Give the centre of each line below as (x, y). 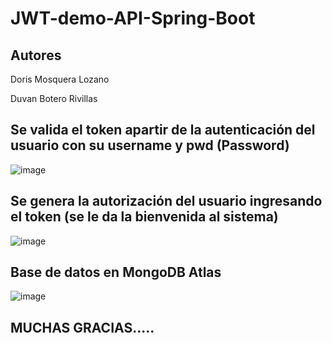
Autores (36, 55)
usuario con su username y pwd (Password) (150, 145)
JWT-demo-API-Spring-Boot (133, 18)
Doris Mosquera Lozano (60, 79)
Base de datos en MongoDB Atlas (116, 272)
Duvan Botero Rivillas (54, 98)
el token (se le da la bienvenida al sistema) (144, 217)
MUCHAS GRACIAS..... (82, 327)
